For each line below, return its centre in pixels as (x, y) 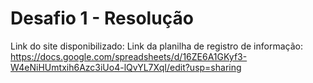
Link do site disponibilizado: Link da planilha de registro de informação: (156, 46)
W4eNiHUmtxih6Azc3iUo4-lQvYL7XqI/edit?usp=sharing (126, 67)
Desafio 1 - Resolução (102, 18)
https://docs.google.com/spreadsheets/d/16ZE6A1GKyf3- (129, 56)
